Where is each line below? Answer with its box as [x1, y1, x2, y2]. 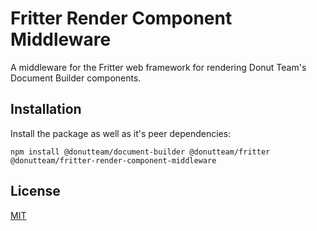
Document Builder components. [10, 72, 142, 84]
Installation [10, 101, 82, 118]
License [10, 183, 61, 200]
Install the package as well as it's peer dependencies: [10, 127, 232, 139]
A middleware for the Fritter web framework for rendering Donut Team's [10, 61, 307, 73]
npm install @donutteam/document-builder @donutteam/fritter [10, 147, 271, 157]
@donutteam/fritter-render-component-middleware [10, 155, 217, 166]
